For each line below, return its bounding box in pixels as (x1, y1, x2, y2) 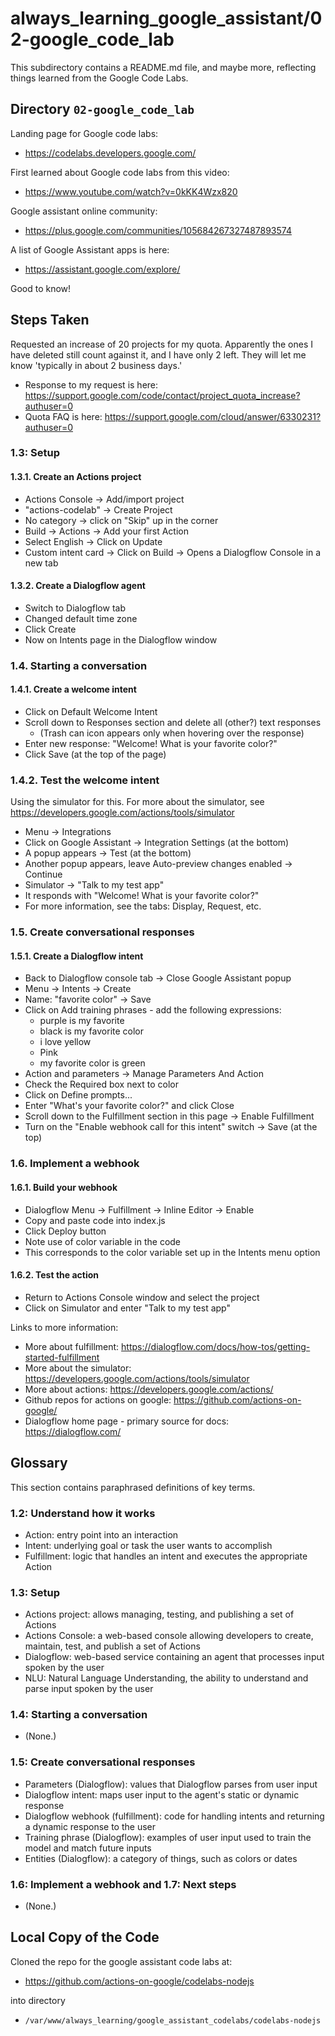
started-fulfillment (24, 1351, 100, 1363)
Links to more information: (10, 1321, 119, 1333)
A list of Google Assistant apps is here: (10, 243, 170, 256)
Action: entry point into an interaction (24, 1528, 179, 1541)
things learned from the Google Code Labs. (10, 72, 189, 84)
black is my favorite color (39, 1025, 145, 1037)
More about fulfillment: (24, 1340, 120, 1352)
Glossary (10, 1455, 68, 1472)
